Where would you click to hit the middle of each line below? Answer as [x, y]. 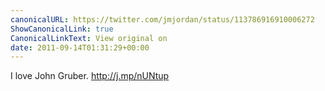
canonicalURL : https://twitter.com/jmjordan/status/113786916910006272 [162, 19]
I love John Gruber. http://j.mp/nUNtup [90, 76]
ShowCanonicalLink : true [62, 29]
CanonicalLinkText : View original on [89, 38]
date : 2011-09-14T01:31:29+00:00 [80, 47]
